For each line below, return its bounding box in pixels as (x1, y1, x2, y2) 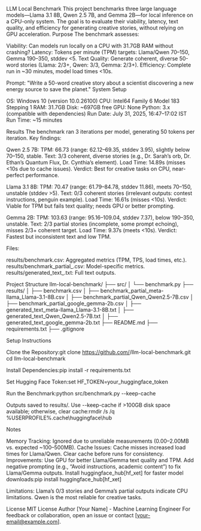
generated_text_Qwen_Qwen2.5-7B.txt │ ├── (6, 313, 118, 320)
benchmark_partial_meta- (100, 287, 164, 294)
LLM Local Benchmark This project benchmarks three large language (6, 5, 177, 12)
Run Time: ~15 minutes (6, 116, 63, 124)
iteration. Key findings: (6, 134, 62, 142)
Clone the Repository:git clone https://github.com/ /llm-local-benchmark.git (6, 349, 191, 356)
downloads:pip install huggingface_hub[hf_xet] (6, 476, 121, 482)
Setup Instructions (6, 337, 52, 344)
